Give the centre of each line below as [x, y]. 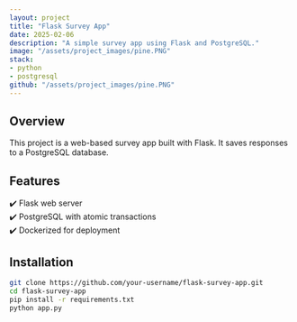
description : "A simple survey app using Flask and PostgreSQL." [134, 43]
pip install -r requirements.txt [72, 299]
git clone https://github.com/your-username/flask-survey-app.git [136, 283]
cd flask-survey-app [48, 291]
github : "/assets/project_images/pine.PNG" [92, 85]
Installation [41, 262]
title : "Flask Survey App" [60, 26]
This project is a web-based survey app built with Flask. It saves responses [148, 143]
